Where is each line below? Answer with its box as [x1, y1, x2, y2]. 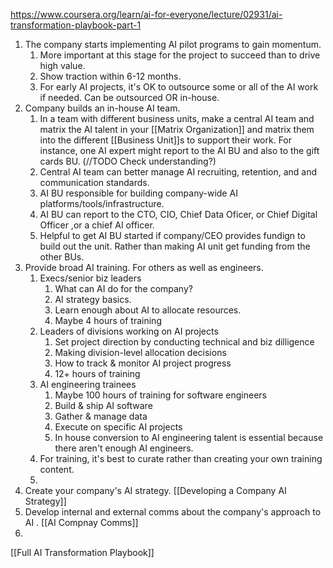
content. [39, 464, 75, 475]
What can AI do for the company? [54, 283, 193, 294]
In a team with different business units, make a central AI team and [39, 113, 315, 124]
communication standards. [39, 177, 150, 188]
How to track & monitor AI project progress [54, 357, 232, 369]
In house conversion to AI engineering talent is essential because [54, 432, 324, 443]
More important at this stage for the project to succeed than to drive [39, 49, 321, 61]
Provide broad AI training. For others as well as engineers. [24, 262, 264, 273]
